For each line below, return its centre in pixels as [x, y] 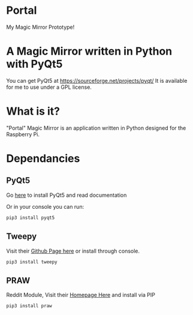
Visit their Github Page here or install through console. [73, 251]
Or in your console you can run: [45, 206]
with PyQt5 [34, 64]
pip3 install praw [29, 306]
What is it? [33, 111]
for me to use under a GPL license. [49, 87]
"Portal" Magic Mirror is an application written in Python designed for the [96, 128]
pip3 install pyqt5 [31, 217]
